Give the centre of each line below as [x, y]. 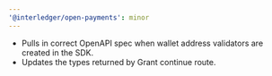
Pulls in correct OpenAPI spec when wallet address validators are [142, 43]
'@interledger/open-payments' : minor [79, 17]
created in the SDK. [57, 52]
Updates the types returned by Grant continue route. [118, 62]
